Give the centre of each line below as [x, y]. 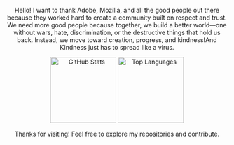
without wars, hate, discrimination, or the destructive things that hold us [117, 32]
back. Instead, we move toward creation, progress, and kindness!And [117, 40]
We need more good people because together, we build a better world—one [117, 25]
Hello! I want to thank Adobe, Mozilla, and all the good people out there [117, 10]
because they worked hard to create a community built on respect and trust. [117, 18]
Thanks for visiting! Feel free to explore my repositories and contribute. [117, 134]
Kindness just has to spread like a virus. [117, 47]
